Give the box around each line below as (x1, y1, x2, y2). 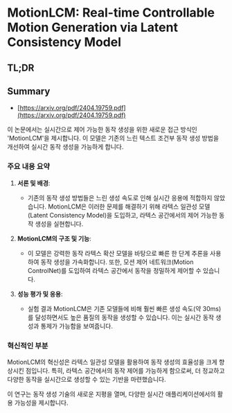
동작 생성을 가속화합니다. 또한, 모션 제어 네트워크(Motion (40, 258, 194, 266)
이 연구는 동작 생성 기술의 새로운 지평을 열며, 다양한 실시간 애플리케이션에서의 (7, 389, 216, 398)
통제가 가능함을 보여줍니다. (40, 322, 113, 330)
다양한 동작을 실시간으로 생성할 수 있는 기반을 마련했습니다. (7, 375, 166, 383)
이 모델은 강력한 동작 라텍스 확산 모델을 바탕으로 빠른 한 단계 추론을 (27, 249, 209, 257)
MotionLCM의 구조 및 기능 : (17, 234, 91, 243)
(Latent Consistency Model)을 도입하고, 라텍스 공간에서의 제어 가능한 (27, 211, 218, 219)
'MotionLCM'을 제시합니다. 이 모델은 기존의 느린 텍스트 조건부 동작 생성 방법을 (7, 134, 220, 143)
